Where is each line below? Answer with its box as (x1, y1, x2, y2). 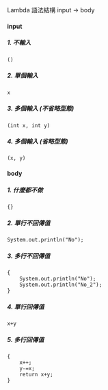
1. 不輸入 (7, 38, 31, 47)
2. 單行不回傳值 (7, 218, 51, 227)
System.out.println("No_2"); (19, 281, 103, 288)
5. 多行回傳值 (7, 335, 44, 343)
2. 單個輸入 (7, 71, 39, 80)
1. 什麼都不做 (7, 185, 43, 194)
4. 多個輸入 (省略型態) (7, 138, 68, 146)
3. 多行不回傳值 (7, 252, 51, 260)
